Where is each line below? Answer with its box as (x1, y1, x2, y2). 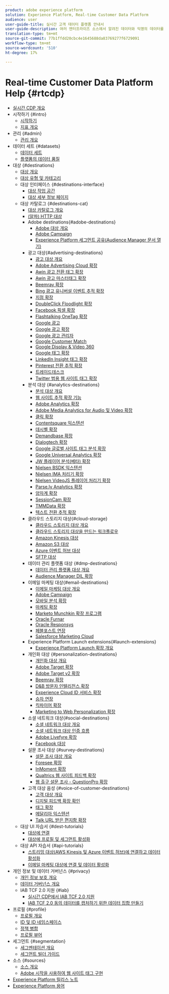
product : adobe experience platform (5, 7, 83, 13)
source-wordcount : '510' (5, 45, 58, 51)
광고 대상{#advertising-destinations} (27, 250, 103, 256)
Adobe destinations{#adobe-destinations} (27, 219, 116, 225)
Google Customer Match (35, 338, 87, 344)
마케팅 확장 (35, 604, 57, 610)
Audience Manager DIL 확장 (35, 573, 93, 579)
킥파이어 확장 (35, 702, 62, 708)
